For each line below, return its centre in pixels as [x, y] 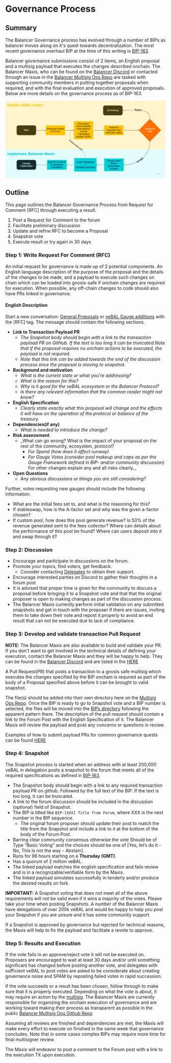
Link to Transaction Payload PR [46, 332]
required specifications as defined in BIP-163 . [53, 775]
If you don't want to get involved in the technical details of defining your [81, 651]
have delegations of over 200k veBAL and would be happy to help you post [84, 909]
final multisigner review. [30, 1039]
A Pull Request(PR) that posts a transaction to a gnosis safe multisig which [83, 671]
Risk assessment [31, 435]
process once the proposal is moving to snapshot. [73, 364]
